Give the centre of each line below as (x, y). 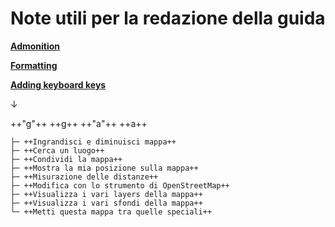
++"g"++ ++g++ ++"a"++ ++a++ (79, 123)
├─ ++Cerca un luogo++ (57, 150)
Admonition (35, 46)
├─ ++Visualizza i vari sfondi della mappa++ (106, 203)
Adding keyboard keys (58, 84)
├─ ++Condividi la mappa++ (66, 159)
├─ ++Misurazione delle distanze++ (84, 177)
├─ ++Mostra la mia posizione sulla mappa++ (104, 168)
